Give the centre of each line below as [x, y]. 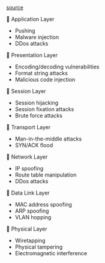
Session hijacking [37, 103]
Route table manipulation [46, 175]
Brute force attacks [39, 116]
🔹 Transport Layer [28, 127]
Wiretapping [30, 240]
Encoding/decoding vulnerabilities [57, 67]
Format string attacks [41, 73]
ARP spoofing [32, 211]
